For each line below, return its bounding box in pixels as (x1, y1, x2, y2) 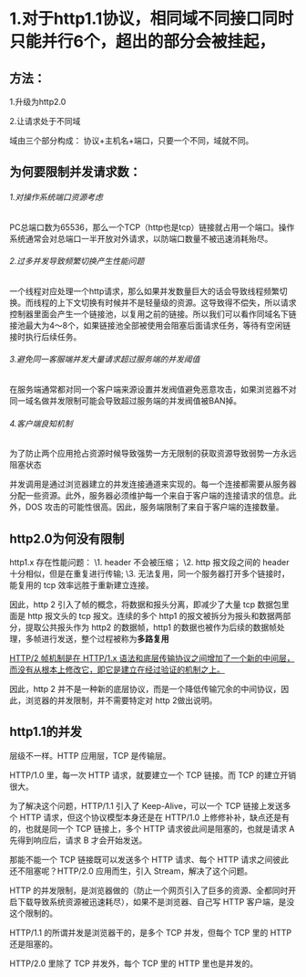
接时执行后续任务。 (9, 331, 82, 342)
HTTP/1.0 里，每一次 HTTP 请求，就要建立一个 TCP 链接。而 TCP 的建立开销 (9, 769, 297, 781)
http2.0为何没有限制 (9, 531, 125, 546)
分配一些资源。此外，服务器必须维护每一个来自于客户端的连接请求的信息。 (9, 490, 289, 501)
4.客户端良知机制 (9, 417, 73, 429)
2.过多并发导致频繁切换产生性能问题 (9, 256, 145, 267)
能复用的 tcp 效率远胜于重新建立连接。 (9, 580, 154, 591)
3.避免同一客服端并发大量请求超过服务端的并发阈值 (9, 353, 200, 365)
